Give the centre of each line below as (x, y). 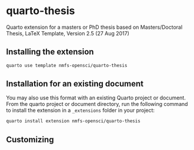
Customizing (30, 139)
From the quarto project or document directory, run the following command (97, 104)
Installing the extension (50, 52)
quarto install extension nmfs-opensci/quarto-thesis (73, 121)
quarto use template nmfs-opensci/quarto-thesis (67, 65)
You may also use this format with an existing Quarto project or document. (96, 98)
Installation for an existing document (75, 84)
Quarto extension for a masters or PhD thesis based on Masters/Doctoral (94, 27)
